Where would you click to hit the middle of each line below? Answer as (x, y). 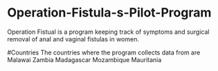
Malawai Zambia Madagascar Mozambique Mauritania (84, 59)
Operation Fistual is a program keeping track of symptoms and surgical (108, 32)
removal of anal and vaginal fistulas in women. (73, 39)
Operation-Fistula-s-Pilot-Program (109, 13)
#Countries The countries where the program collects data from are (104, 52)
